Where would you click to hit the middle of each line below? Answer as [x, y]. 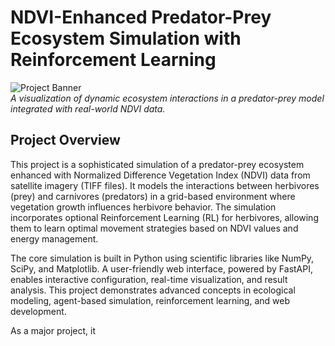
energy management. [54, 238]
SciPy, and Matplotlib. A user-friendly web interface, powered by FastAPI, [161, 268]
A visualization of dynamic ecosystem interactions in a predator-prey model [167, 98]
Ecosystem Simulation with [126, 38]
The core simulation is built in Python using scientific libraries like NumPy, [162, 258]
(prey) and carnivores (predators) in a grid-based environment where [153, 196]
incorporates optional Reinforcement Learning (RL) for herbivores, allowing [164, 217]
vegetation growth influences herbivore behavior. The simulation [143, 207]
